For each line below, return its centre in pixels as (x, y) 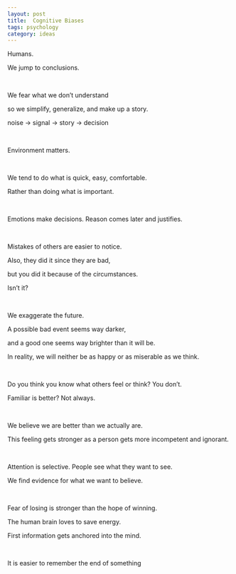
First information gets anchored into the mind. (74, 536)
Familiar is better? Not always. (52, 398)
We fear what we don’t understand (58, 95)
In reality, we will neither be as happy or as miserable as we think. (103, 357)
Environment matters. (39, 151)
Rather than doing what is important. (61, 192)
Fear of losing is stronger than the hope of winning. (82, 508)
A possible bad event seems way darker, (67, 329)
